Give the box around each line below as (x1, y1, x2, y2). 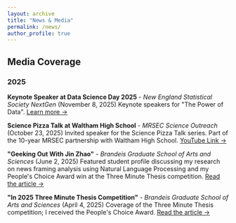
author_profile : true (7, 29, 71, 37)
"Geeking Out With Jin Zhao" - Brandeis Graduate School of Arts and (7, 149, 211, 158)
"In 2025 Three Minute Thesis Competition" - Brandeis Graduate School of (7, 193, 229, 201)
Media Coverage (7, 55, 81, 67)
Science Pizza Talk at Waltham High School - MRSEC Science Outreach (7, 121, 218, 130)
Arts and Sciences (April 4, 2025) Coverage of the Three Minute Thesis (7, 201, 214, 209)
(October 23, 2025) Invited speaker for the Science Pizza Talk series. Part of (7, 128, 228, 137)
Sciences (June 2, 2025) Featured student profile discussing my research (7, 157, 221, 165)
